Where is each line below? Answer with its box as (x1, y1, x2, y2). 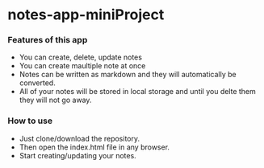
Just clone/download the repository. (19, 133, 140, 143)
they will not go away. (19, 95, 92, 105)
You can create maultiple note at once (19, 61, 146, 71)
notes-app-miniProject (7, 6, 165, 24)
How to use (7, 115, 53, 126)
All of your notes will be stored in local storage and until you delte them (19, 87, 256, 96)
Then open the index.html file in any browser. (19, 142, 170, 152)
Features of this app (7, 35, 88, 46)
